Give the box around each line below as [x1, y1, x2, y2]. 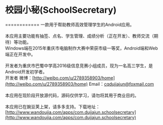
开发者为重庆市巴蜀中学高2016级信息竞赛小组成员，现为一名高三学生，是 [5, 62, 153, 69]
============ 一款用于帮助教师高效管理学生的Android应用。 [5, 22, 134, 27]
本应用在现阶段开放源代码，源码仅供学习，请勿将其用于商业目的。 [5, 92, 139, 98]
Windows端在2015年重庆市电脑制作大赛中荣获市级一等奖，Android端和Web [5, 45, 159, 51]
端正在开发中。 [5, 51, 35, 57]
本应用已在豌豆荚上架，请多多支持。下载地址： [5, 103, 100, 109]
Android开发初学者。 [5, 69, 47, 75]
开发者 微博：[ [5, 75, 34, 81]
